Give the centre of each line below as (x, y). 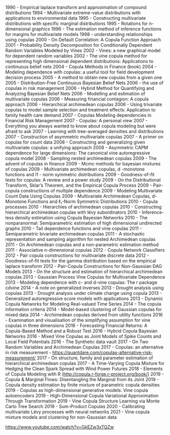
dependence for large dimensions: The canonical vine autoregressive (78, 153)
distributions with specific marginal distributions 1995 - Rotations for (77, 23)
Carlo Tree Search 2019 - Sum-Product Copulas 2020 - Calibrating (75, 406)
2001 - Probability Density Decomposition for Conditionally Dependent (79, 45)
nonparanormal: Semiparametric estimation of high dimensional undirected (83, 223)
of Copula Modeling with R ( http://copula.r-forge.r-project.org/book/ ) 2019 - (84, 374)
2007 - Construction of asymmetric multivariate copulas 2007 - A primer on (84, 137)
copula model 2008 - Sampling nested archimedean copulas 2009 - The (81, 158)
